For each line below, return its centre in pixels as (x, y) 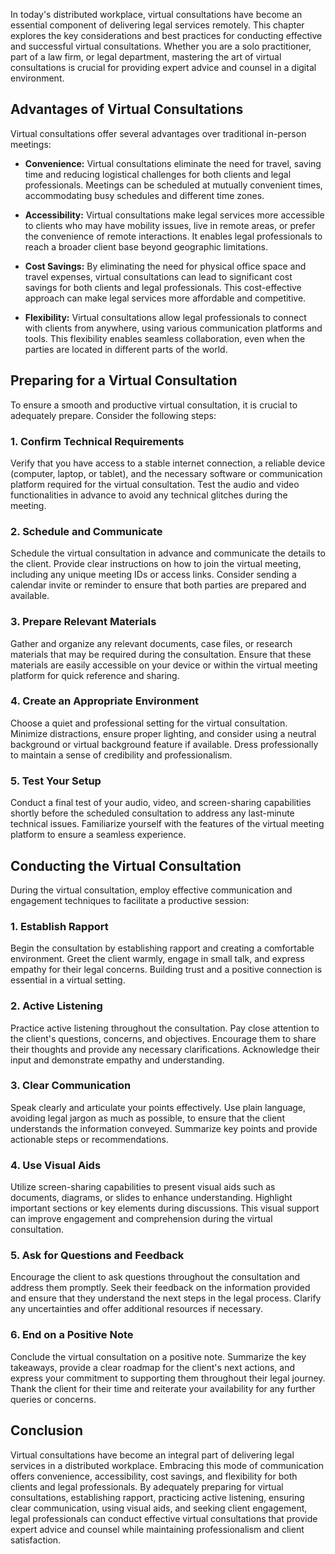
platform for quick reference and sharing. (95, 675)
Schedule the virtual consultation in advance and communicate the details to (168, 553)
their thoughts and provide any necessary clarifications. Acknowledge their (165, 1049)
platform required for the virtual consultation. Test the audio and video (155, 484)
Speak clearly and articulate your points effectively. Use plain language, (158, 1107)
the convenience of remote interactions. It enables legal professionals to (173, 236)
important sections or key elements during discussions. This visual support (165, 1208)
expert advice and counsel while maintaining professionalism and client (157, 1529)
